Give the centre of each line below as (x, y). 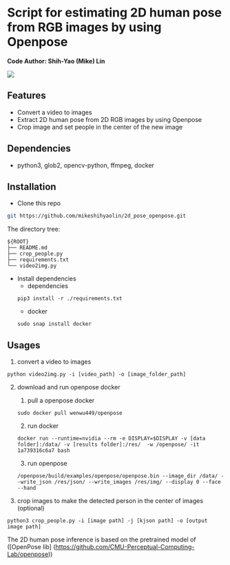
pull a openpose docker (61, 400)
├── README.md (28, 248)
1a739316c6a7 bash (43, 451)
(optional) (31, 508)
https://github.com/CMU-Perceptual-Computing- (125, 547)
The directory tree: (34, 229)
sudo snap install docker (54, 324)
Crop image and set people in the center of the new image (100, 127)
